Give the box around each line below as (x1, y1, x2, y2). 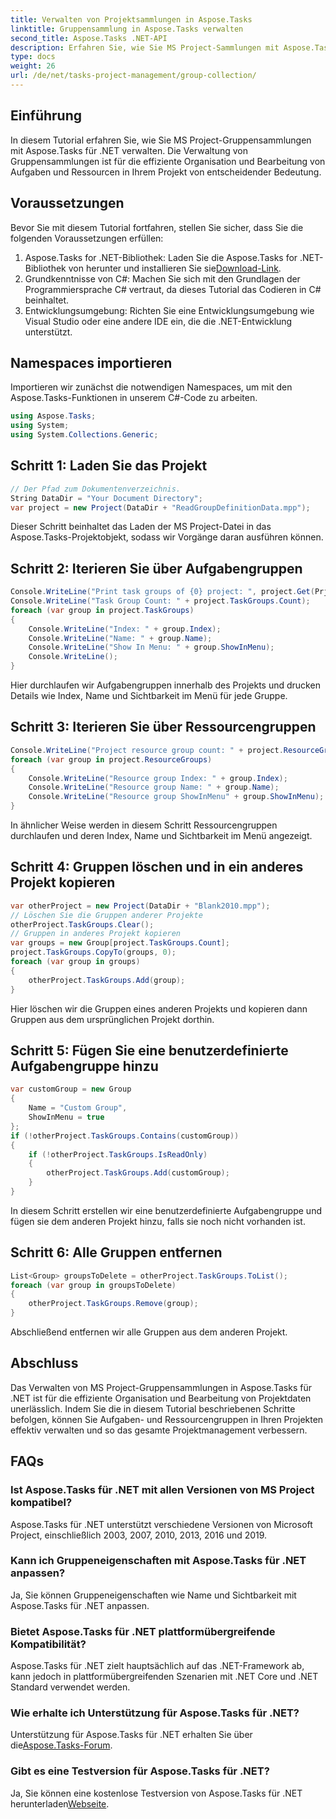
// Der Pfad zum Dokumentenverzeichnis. (10, 484, 182, 494)
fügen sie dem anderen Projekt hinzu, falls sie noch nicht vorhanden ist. (10, 1215, 306, 1227)
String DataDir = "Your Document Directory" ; (10, 493, 203, 503)
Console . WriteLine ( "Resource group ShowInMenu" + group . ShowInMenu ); (28, 792, 325, 802)
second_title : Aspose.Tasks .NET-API (10, 33, 168, 43)
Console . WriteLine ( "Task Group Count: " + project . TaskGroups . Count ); (10, 596, 311, 606)
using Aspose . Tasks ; (10, 411, 97, 421)
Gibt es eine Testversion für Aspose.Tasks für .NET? (10, 1764, 270, 1778)
